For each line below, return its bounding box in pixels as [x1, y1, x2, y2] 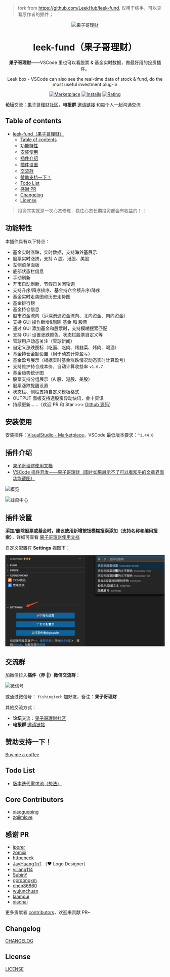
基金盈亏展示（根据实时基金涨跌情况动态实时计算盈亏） [12, 357, 128, 363]
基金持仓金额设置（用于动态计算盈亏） [12, 350, 93, 357]
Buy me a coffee [5, 751, 39, 758]
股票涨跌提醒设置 [12, 382, 49, 388]
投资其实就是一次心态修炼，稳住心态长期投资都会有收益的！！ [17, 208, 147, 214]
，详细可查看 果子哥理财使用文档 [12, 534, 80, 540]
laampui [12, 893, 29, 900]
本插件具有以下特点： [5, 238, 50, 244]
